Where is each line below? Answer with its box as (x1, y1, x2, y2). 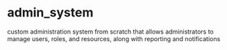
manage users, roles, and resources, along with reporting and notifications (7, 34, 221, 42)
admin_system (7, 5, 94, 21)
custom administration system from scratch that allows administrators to (7, 27, 214, 36)
